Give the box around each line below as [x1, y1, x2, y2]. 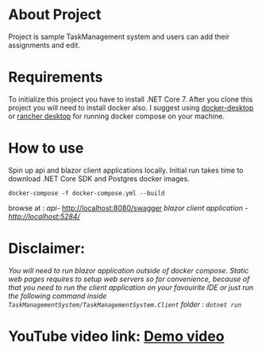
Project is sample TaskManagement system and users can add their [8, 32, 230, 41]
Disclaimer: [8, 240, 86, 257]
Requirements [8, 68, 103, 87]
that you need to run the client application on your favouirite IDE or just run [8, 282, 254, 292]
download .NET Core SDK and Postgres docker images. [8, 173, 191, 184]
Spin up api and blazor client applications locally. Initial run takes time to [8, 165, 244, 175]
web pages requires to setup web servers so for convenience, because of [8, 274, 250, 284]
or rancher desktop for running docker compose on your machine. [8, 111, 225, 121]
